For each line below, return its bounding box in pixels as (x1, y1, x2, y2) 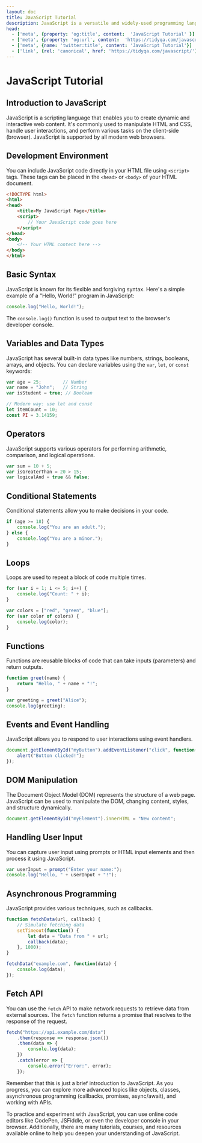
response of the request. (6, 1018, 68, 1025)
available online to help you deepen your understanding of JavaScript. (6, 1129, 180, 1137)
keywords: (6, 367, 32, 375)
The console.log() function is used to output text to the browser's (6, 314, 170, 321)
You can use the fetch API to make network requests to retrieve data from (6, 1005, 189, 1012)
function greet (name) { (6, 675, 66, 682)
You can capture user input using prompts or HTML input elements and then (6, 848, 195, 855)
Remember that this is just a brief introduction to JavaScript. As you (6, 1079, 174, 1086)
